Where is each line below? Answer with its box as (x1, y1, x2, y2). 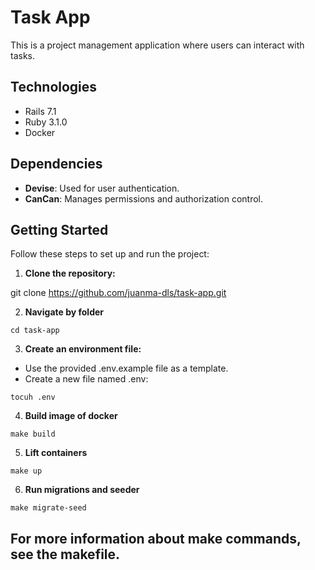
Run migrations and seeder (24, 484, 140, 496)
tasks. (10, 49, 36, 61)
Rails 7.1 (24, 105, 57, 117)
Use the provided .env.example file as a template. (24, 362, 229, 375)
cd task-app (10, 326, 60, 336)
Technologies (10, 79, 98, 96)
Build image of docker (24, 410, 118, 422)
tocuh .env (10, 392, 56, 403)
